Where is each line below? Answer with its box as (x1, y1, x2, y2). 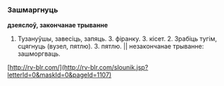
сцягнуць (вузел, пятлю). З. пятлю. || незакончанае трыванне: (17, 42, 204, 51)
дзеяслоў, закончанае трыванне (7, 21, 108, 30)
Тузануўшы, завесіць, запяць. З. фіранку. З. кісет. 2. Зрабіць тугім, (17, 35, 217, 43)
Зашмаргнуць (7, 5, 58, 15)
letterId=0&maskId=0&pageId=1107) (7, 70, 112, 79)
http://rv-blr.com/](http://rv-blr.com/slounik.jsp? (9, 63, 149, 72)
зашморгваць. (17, 49, 61, 58)
